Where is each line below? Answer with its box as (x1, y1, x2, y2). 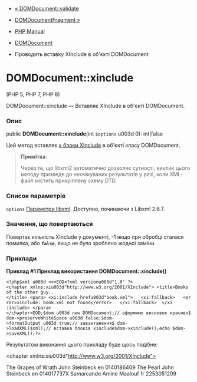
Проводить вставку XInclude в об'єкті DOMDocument (14, 51, 149, 58)
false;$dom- (85, 315, 115, 321)
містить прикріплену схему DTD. (34, 177, 117, 185)
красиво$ (169, 310, 192, 316)
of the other (6, 289, 38, 295)
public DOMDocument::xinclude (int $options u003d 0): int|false (6, 130, 163, 137)
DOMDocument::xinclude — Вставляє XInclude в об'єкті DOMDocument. (6, 102, 185, 109)
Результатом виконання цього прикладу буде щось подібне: (6, 341, 158, 348)
